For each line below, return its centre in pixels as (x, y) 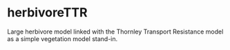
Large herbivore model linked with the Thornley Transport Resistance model (115, 32)
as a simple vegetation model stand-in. (63, 38)
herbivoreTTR (47, 13)
